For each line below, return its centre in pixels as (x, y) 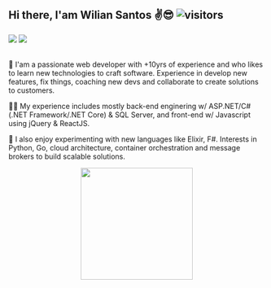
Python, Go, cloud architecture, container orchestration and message (125, 147)
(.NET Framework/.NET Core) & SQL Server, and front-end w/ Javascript (129, 115)
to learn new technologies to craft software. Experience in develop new (128, 72)
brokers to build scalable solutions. (67, 156)
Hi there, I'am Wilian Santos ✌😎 (91, 15)
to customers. (32, 90)
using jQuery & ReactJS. (49, 123)
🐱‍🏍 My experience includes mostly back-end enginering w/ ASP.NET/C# (130, 106)
